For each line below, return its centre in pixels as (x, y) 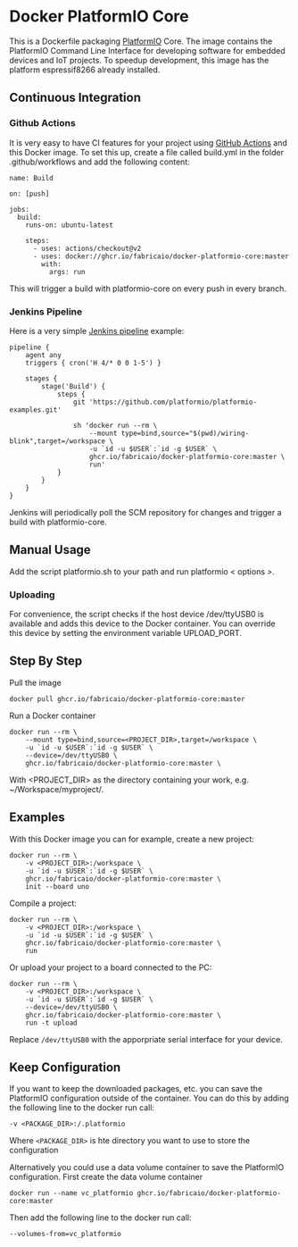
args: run (67, 272)
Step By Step (46, 661)
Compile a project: (43, 903)
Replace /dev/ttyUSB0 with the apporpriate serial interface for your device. (146, 1039)
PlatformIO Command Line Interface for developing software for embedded (147, 50)
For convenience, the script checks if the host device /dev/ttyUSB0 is (137, 615)
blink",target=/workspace (57, 441)
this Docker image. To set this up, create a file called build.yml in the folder (146, 152)
